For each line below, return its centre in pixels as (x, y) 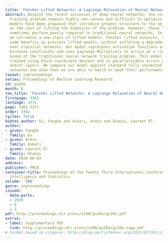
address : (14, 163)
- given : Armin (21, 140)
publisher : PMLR (22, 168)
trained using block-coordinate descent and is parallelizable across (85, 61)
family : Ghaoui (25, 154)
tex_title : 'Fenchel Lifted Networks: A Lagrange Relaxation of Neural (81, 93)
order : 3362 (17, 112)
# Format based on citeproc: (35, 233)
